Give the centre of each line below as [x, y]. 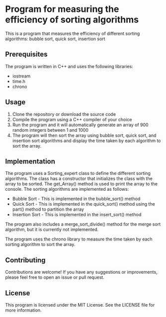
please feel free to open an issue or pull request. [55, 277]
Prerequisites [26, 54]
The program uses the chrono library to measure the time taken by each [79, 239]
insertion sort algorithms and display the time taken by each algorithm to [86, 141]
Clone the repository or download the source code [64, 114]
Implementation [30, 161]
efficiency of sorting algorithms [72, 20]
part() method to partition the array [48, 209]
